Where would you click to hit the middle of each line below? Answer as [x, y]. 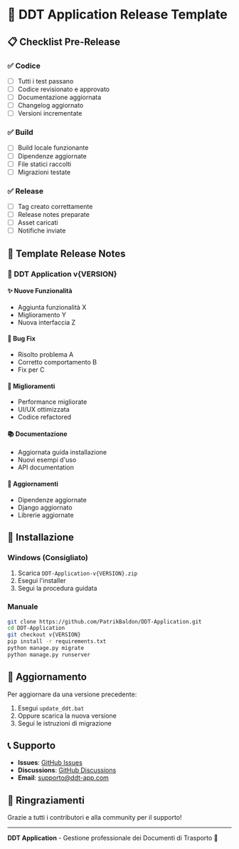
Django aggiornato [45, 507]
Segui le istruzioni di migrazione [64, 723]
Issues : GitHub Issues [50, 763]
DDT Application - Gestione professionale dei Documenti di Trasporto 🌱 [113, 838]
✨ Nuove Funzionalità [40, 291]
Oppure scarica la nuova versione [67, 716]
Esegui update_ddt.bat [51, 708]
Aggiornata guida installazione [62, 452]
